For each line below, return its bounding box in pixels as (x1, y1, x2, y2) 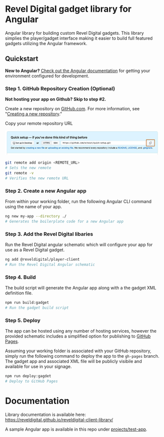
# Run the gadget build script (5, 305, 69, 310)
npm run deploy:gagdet (5, 374, 51, 379)
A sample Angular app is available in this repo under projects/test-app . (5, 426, 148, 432)
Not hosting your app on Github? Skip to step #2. (5, 97, 106, 102)
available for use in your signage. (5, 364, 72, 369)
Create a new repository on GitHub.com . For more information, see (5, 106, 140, 112)
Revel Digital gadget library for (5, 3, 132, 15)
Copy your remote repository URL (5, 121, 73, 126)
